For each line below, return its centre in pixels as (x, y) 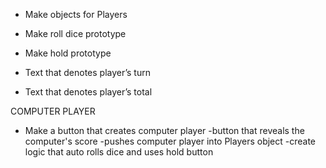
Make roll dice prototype (75, 33)
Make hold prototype (68, 53)
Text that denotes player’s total (88, 92)
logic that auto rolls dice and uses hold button (119, 152)
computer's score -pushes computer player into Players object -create (170, 141)
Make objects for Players (76, 14)
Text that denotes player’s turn (87, 72)
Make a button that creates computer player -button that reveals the (164, 130)
